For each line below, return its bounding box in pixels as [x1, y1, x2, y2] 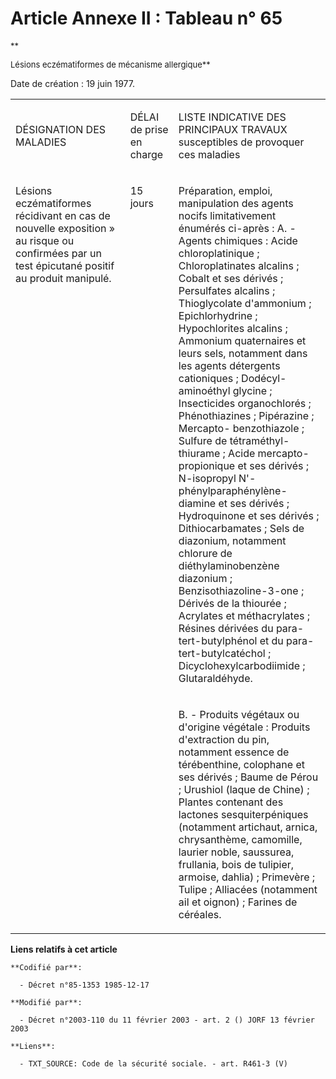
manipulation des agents [178, 196, 294, 210]
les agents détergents [178, 358, 281, 372]
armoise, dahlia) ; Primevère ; [178, 870, 316, 884]
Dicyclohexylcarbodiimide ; [178, 658, 306, 672]
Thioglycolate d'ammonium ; [178, 296, 312, 310]
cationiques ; [178, 371, 239, 385]
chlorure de [178, 546, 233, 560]
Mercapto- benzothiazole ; [178, 421, 305, 435]
